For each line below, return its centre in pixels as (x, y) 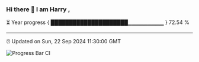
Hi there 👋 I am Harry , (38, 9)
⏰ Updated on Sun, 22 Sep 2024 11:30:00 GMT (64, 42)
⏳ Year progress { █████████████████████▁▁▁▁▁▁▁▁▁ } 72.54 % (98, 22)
